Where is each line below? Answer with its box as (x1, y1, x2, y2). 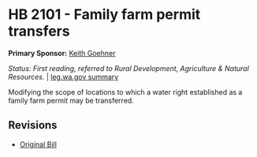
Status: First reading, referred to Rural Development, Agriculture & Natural (8, 63, 250, 73)
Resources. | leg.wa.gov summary (8, 72, 119, 81)
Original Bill (19, 140, 58, 149)
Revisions (8, 118, 58, 132)
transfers (8, 22, 70, 40)
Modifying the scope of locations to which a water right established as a (8, 87, 243, 96)
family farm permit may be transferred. (8, 95, 134, 105)
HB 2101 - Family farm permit (8, 6, 201, 24)
